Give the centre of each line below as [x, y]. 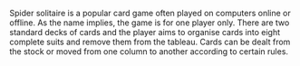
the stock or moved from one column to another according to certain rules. [149, 52]
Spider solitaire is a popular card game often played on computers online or [150, 13]
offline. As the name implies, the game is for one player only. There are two [150, 23]
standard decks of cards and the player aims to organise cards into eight [145, 32]
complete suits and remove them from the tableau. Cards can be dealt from [150, 42]
